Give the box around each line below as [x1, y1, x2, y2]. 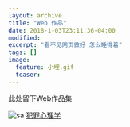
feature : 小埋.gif [15, 63, 74, 71]
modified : [8, 33, 41, 42]
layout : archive [8, 11, 62, 20]
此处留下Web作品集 [8, 93, 73, 103]
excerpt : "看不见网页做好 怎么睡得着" [8, 41, 123, 49]
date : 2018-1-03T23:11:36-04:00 [8, 26, 116, 34]
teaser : [15, 71, 41, 79]
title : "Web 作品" [8, 19, 67, 27]
